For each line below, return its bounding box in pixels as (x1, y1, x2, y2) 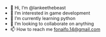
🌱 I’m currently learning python (10, 15, 76, 21)
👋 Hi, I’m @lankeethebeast (10, 5, 66, 10)
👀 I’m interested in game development (10, 10, 91, 16)
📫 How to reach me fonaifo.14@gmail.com (10, 26, 101, 32)
